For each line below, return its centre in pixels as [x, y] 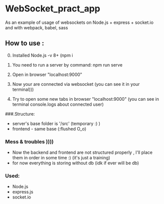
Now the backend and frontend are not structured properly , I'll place [82, 152]
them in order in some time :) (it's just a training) [61, 158]
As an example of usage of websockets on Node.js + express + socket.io [80, 22]
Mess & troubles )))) [29, 141]
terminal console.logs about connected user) [58, 104]
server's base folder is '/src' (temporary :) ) [56, 123]
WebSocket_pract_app [53, 9]
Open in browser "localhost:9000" [47, 74]
